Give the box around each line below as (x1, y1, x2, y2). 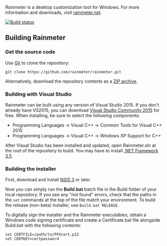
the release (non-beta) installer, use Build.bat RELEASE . (5, 202, 119, 208)
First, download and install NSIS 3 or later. (5, 177, 91, 183)
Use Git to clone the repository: (5, 60, 70, 66)
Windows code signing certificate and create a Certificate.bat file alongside (5, 217, 161, 223)
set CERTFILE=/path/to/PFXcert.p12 (5, 232, 79, 237)
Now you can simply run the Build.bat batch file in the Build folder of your (5, 186, 157, 192)
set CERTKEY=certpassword (5, 237, 59, 242)
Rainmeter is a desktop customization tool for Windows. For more (5, 4, 140, 10)
